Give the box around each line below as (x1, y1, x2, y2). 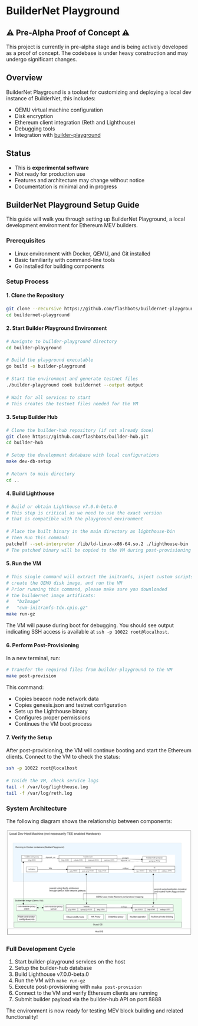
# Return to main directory (6, 471, 75, 477)
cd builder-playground (6, 345, 62, 350)
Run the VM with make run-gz (14, 977, 85, 984)
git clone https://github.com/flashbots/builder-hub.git (6, 434, 149, 440)
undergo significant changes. (6, 56, 78, 63)
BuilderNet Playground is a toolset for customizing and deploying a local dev (6, 88, 192, 96)
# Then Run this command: (6, 535, 70, 541)
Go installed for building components (14, 263, 105, 270)
